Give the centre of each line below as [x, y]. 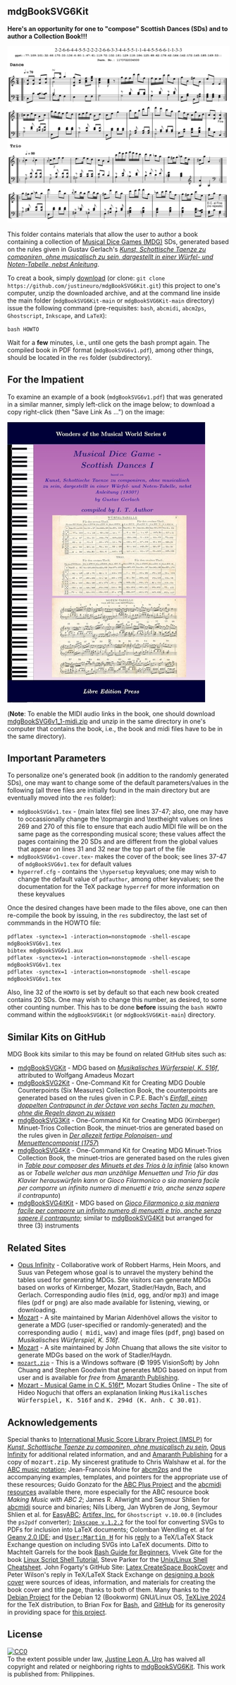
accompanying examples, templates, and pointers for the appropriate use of [118, 1476]
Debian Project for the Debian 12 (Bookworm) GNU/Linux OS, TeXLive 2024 [117, 1597]
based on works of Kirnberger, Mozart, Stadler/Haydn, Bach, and [112, 1288]
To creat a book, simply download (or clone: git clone [86, 278]
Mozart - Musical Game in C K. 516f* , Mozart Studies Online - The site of [123, 1385]
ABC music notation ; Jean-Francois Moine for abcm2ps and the [100, 1469]
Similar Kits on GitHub [57, 1037]
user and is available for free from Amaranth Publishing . [98, 1377]
